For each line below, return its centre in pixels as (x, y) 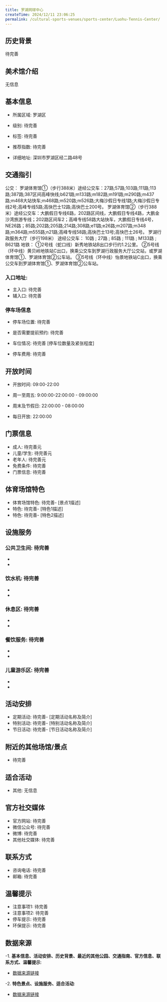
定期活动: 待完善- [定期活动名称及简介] (52, 717)
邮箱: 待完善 (25, 876)
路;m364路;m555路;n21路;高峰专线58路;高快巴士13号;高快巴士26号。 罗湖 (81, 232)
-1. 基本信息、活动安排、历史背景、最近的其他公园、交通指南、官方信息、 (81, 956)
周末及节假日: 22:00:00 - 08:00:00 (48, 406)
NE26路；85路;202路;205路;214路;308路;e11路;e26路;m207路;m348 (76, 225)
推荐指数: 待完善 (29, 147)
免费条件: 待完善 (29, 466)
